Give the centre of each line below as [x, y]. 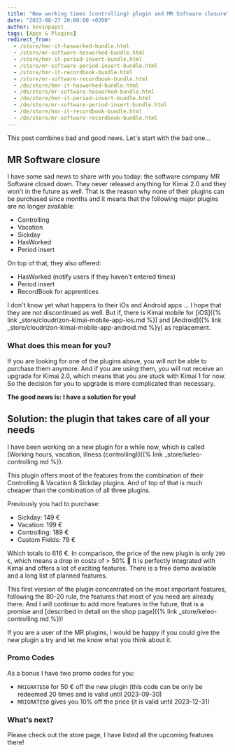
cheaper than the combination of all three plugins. [79, 490]
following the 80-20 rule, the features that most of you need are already [111, 597]
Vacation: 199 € [40, 524]
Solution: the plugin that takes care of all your [108, 419]
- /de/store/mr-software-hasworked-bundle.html [84, 92]
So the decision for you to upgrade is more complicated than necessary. [111, 383]
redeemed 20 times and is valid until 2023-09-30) [90, 694]
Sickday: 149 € [39, 517]
